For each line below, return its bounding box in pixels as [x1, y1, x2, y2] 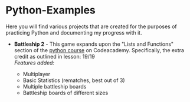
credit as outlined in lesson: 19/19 [14, 53, 96, 60]
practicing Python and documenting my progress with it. [5, 29, 142, 36]
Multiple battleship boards [22, 83, 87, 90]
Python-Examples [5, 4, 96, 17]
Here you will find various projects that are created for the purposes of [5, 23, 178, 30]
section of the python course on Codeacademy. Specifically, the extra [14, 46, 184, 53]
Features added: [14, 59, 54, 66]
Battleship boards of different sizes [22, 89, 109, 96]
